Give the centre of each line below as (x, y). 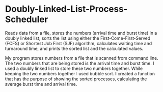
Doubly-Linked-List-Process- (66, 9)
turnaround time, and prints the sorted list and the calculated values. (74, 48)
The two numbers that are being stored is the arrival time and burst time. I (80, 63)
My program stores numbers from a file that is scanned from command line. (82, 58)
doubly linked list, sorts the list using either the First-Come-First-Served (78, 38)
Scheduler (27, 19)
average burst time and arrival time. (41, 84)
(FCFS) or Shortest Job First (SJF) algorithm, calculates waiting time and (79, 43)
